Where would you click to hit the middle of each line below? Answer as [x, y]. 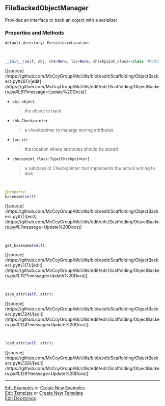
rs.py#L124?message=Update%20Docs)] [47, 325]
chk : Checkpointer [30, 120]
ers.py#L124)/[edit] [25, 314]
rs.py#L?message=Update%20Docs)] [43, 227]
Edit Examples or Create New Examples [45, 388]
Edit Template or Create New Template [44, 393]
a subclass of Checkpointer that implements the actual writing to [90, 168]
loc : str [20, 139]
